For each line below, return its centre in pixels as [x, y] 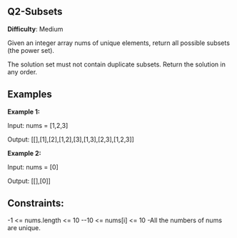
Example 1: [24, 111]
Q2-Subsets [35, 12]
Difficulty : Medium [35, 29]
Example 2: [24, 153]
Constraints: [36, 203]
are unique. [24, 228]
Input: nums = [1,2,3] [38, 125]
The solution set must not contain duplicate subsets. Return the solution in [117, 64]
